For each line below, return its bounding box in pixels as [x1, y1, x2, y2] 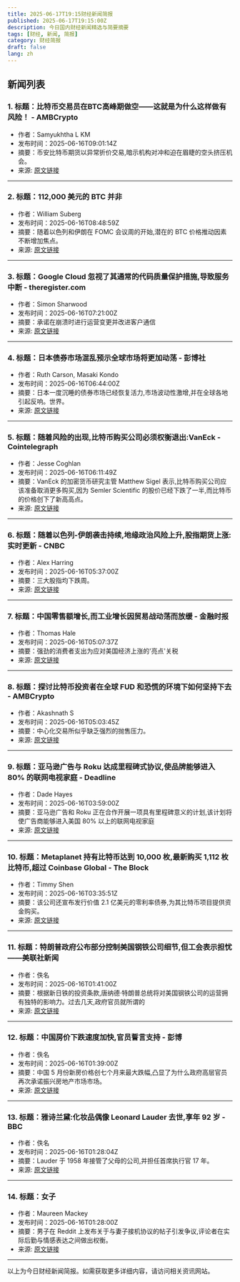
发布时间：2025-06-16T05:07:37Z [17, 638, 119, 646]
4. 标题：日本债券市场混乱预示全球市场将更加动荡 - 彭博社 [7, 353, 206, 363]
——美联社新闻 [7, 953, 59, 963]
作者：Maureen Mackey [17, 1209, 88, 1218]
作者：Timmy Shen [17, 880, 74, 889]
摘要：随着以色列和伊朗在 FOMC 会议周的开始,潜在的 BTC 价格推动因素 [17, 227, 227, 236]
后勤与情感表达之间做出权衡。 [24, 1236, 112, 1245]
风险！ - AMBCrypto [7, 112, 79, 122]
